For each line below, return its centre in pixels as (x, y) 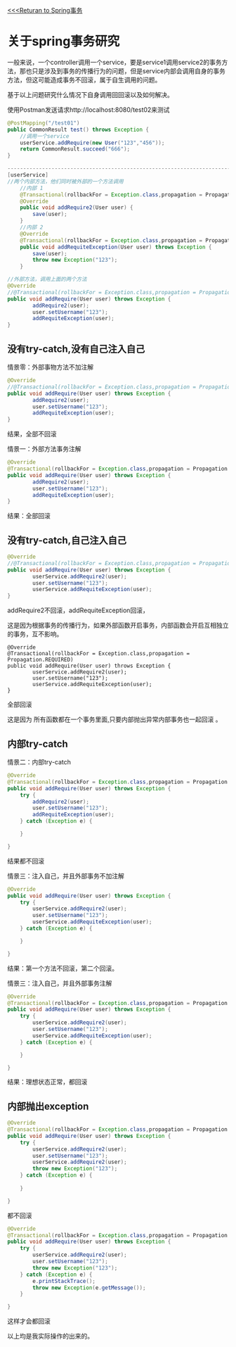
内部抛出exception (48, 1106)
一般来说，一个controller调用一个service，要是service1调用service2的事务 (115, 62)
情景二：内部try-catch (39, 762)
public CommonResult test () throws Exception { (78, 129)
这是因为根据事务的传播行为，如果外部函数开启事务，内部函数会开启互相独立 (118, 626)
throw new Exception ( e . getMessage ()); (89, 1288)
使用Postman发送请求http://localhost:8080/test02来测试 (88, 109)
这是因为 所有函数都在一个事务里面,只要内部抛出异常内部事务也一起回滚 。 (114, 719)
